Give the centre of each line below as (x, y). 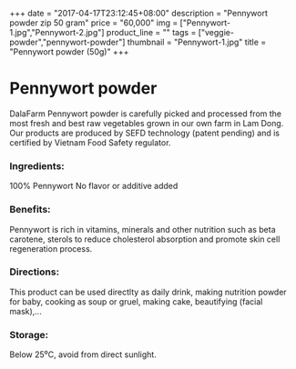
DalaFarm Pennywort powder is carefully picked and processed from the (146, 114)
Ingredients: (37, 165)
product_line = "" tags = (151, 32)
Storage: (29, 334)
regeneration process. (51, 248)
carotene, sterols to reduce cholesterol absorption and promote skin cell (145, 239)
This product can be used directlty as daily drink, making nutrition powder (148, 292)
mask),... (26, 311)
